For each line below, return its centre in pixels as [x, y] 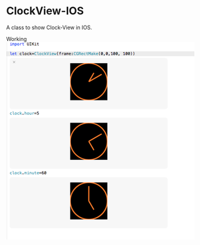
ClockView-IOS [45, 11]
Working [16, 39]
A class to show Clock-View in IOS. [49, 27]
